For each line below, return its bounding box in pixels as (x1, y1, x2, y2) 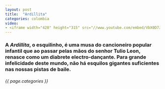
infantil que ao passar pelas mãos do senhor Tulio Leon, (5, 47, 141, 54)
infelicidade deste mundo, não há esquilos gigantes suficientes (5, 60, 160, 67)
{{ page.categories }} (5, 78, 48, 84)
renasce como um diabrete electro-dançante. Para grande (5, 54, 146, 61)
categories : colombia (5, 16, 50, 21)
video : (5, 21, 19, 26)
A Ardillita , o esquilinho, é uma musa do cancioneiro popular (5, 42, 152, 48)
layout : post (5, 7, 32, 12)
